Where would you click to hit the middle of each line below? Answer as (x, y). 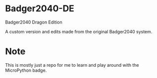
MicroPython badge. (26, 70)
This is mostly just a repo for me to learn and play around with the (72, 65)
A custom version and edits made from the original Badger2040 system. (79, 31)
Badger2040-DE (40, 9)
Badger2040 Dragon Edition (34, 22)
